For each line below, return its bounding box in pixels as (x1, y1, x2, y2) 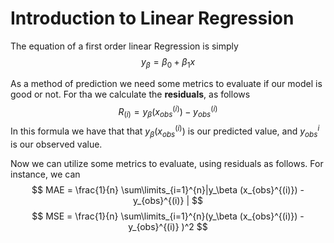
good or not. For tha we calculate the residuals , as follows (10, 88, 251, 100)
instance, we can (10, 168, 81, 180)
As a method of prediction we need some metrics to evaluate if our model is (10, 77, 323, 89)
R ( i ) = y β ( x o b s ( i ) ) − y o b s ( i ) (118, 103, 218, 120)
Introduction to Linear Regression (10, 7, 295, 30)
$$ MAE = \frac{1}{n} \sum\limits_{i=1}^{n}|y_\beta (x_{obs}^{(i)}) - (31, 183, 305, 196)
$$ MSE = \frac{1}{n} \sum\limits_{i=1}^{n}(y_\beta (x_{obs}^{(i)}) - (31, 210, 305, 222)
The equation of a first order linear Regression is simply (10, 40, 239, 52)
